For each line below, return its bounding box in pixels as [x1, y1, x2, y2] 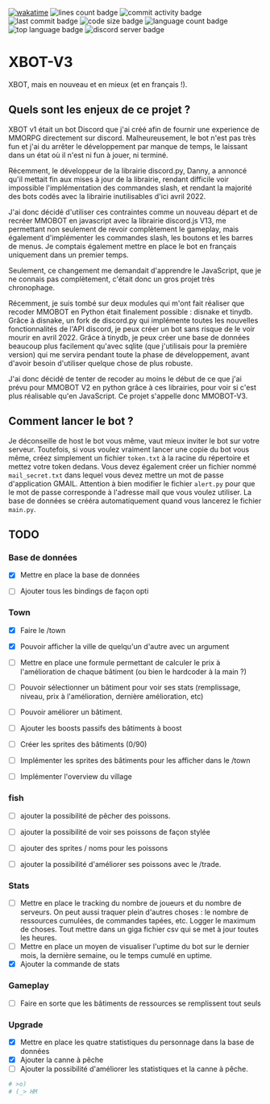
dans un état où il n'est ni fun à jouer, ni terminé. [8, 150, 168, 160]
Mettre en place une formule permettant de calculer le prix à [19, 657, 221, 667]
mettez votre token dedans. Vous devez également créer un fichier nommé [8, 461, 257, 471]
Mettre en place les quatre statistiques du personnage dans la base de [19, 1037, 255, 1047]
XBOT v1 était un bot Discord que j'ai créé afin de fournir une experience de [8, 124, 260, 134]
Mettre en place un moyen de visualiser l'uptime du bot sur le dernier [19, 942, 250, 952]
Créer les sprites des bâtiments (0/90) [19, 739, 147, 749]
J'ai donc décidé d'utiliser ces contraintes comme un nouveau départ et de [8, 206, 258, 217]
